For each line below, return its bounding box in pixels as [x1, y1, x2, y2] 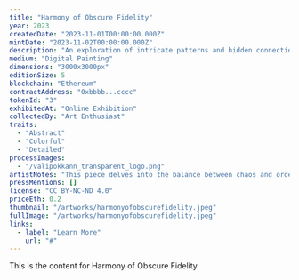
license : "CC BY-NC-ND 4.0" [9, 187, 114, 196]
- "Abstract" [17, 129, 66, 138]
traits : [9, 121, 38, 130]
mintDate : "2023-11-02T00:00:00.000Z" [9, 37, 153, 47]
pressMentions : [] [9, 179, 77, 188]
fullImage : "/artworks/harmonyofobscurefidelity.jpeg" [9, 211, 217, 220]
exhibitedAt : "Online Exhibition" [9, 104, 138, 113]
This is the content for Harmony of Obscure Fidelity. [9, 260, 200, 271]
